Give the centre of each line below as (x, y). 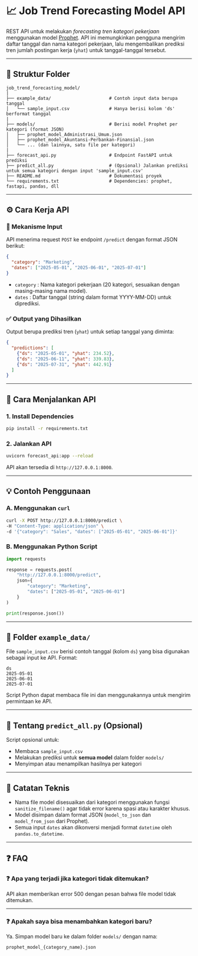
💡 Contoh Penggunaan (48, 491)
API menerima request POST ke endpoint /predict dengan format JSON (92, 240)
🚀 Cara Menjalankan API (51, 399)
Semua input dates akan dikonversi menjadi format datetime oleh (93, 828)
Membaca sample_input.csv (49, 751)
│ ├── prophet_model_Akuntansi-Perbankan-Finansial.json (80, 140)
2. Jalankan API (29, 444)
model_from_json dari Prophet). (52, 821)
